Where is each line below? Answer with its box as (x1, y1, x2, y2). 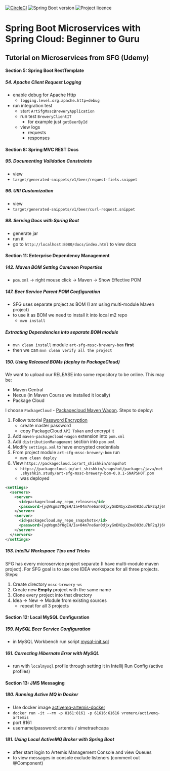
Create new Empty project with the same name (12, 586, 111, 592)
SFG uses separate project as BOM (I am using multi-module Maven (12, 301, 154, 307)
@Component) (12, 760, 44, 766)
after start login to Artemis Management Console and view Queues (12, 749, 152, 755)
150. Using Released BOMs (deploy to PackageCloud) (5, 358, 120, 364)
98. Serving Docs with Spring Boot (5, 218, 79, 224)
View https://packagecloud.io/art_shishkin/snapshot (12, 460, 126, 466)
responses (27, 135, 50, 141)
